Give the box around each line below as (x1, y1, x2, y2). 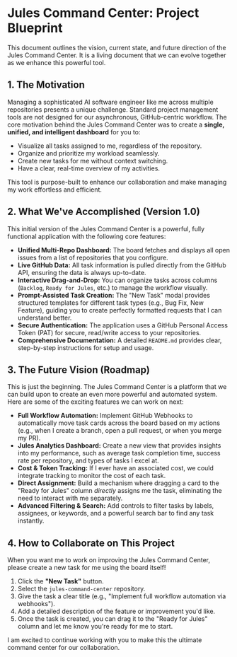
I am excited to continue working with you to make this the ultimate (7, 636, 202, 644)
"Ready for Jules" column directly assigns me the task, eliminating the (17, 487, 222, 495)
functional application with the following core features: (7, 232, 166, 240)
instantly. (17, 516, 45, 525)
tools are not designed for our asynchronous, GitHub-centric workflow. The (7, 112, 228, 121)
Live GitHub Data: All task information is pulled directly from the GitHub (17, 260, 226, 269)
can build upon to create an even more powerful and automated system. (7, 390, 218, 399)
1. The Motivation (7, 79, 85, 91)
